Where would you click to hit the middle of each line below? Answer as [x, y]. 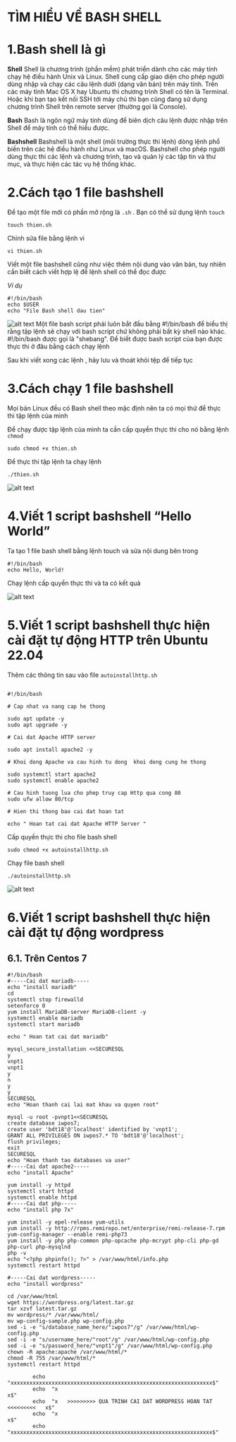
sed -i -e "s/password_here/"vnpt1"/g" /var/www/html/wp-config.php [110, 1346]
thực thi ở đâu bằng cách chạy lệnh [59, 347]
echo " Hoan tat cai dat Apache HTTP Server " [77, 824]
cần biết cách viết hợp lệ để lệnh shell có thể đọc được [87, 272]
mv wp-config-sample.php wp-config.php [66, 1321]
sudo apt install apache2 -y [50, 750]
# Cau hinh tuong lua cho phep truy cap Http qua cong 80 [94, 793]
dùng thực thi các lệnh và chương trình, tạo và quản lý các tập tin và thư [112, 157]
